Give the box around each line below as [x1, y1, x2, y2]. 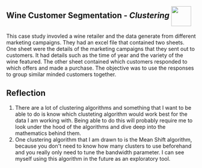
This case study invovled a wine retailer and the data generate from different [6, 32, 196, 40]
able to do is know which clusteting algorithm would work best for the [14, 110, 188, 118]
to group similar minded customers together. [6, 70, 117, 78]
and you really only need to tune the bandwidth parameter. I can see [14, 148, 185, 156]
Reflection [6, 88, 46, 98]
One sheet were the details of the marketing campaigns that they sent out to [6, 45, 195, 52]
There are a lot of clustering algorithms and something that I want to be [14, 104, 192, 111]
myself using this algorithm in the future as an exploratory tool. [14, 155, 171, 162]
